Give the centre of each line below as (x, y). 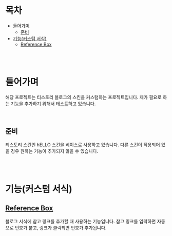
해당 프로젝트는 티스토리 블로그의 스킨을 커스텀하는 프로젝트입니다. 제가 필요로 (83, 97)
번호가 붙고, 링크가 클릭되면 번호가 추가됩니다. (61, 228)
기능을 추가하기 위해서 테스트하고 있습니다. (53, 104)
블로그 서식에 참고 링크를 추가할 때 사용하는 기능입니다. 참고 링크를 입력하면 (81, 221)
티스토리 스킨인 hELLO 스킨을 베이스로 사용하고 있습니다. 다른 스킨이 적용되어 (83, 145)
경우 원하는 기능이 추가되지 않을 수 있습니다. (54, 151)
